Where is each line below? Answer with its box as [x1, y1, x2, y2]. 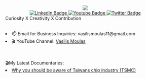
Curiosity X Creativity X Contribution [5, 15, 82, 21]
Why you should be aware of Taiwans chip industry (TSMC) [12, 67, 136, 73]
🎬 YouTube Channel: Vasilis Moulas [12, 38, 86, 44]
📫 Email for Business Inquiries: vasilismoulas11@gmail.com [12, 31, 135, 37]
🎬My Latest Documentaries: [5, 60, 64, 66]
